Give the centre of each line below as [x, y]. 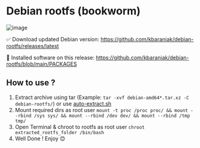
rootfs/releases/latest [32, 46]
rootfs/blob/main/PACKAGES [41, 64]
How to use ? [31, 83]
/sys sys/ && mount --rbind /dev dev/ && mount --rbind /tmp [112, 116]
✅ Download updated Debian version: [53, 39]
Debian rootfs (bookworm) [74, 11]
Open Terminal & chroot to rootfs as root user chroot [80, 126]
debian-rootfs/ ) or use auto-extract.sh [63, 104]
